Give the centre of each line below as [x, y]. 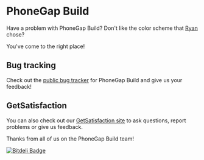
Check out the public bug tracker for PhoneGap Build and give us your [94, 80]
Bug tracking [31, 65]
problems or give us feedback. [45, 127]
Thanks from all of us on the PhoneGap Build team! [70, 139]
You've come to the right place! [46, 46]
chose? [16, 34]
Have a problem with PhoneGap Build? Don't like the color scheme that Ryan [102, 28]
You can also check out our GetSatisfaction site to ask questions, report [96, 120]
